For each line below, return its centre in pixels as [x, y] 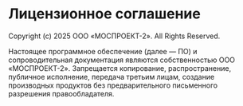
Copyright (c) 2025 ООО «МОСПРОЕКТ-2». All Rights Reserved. [114, 36]
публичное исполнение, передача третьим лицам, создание [112, 77]
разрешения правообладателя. [61, 93]
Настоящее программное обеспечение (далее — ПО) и [103, 51]
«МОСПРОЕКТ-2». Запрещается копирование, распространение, [120, 68]
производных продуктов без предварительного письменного [113, 85]
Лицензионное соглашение [104, 14]
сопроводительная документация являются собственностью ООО [122, 60]
